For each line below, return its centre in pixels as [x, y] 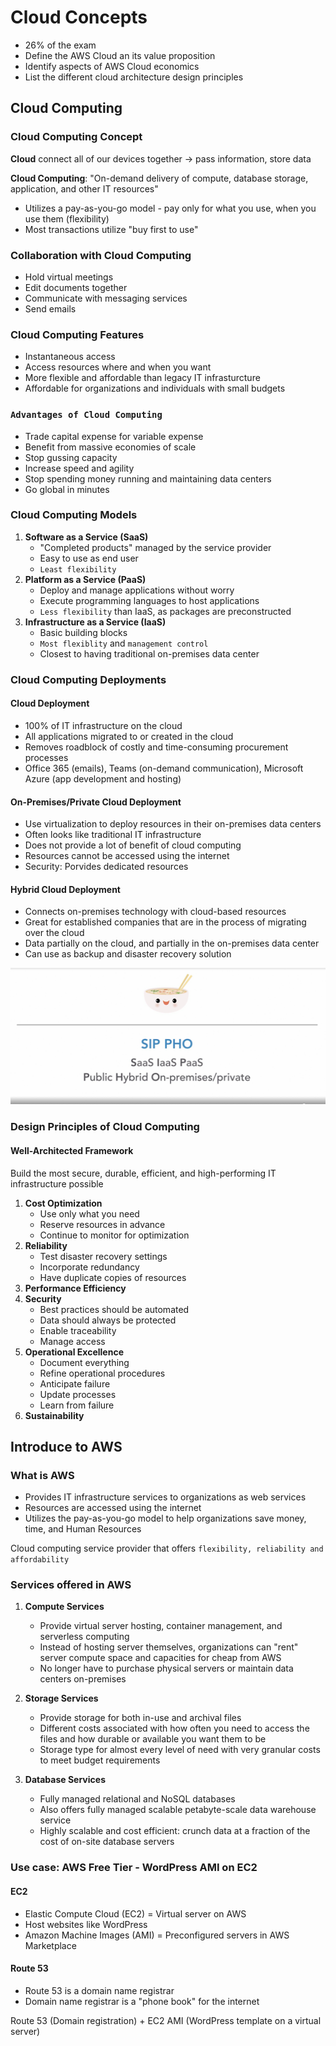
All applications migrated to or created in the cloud [129, 736]
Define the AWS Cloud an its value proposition [120, 55]
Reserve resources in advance [102, 1224]
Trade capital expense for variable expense [114, 436]
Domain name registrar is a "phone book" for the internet [142, 2001]
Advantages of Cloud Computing [86, 415]
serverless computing [84, 1637]
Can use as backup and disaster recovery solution [128, 954]
